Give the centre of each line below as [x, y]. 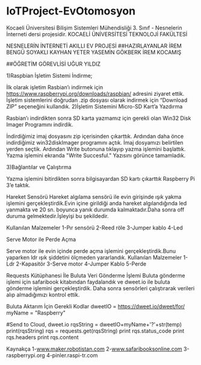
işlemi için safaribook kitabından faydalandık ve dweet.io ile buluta [88, 282]
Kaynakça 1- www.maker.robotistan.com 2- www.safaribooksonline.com [94, 349]
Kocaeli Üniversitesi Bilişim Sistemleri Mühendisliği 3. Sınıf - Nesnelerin [94, 28]
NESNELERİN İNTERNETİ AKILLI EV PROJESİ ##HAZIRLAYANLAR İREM [94, 46]
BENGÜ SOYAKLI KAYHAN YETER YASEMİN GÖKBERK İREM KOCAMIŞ [94, 52]
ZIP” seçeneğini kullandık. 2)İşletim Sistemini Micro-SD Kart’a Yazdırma [94, 106]
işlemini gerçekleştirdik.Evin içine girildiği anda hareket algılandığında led [97, 203]
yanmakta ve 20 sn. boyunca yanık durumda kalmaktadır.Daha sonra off [95, 210]
